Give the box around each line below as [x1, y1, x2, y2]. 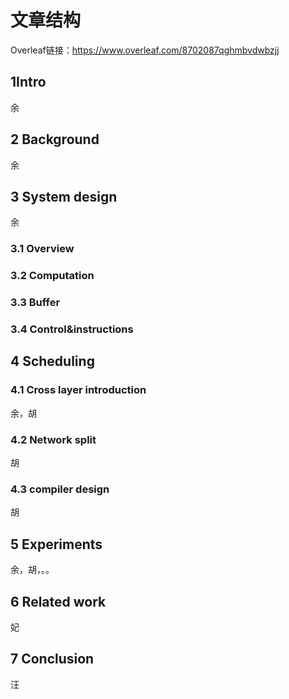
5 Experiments [10, 536, 103, 553]
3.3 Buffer [10, 296, 61, 310]
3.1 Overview [10, 242, 75, 256]
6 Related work [10, 593, 107, 610]
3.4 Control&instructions [10, 322, 134, 336]
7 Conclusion [10, 651, 95, 668]
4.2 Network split [10, 432, 97, 446]
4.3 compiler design [10, 482, 110, 496]
